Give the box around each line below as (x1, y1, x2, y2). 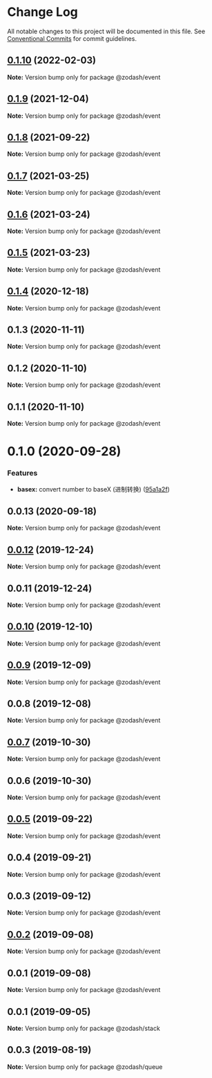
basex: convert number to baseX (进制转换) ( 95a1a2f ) (17, 485, 171, 493)
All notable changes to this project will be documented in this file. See (7, 27, 206, 35)
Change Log (7, 4, 78, 20)
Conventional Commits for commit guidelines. (7, 34, 137, 42)
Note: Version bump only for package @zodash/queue (7, 1062, 163, 1071)
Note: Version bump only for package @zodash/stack (7, 1024, 160, 1032)
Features (7, 469, 38, 478)
